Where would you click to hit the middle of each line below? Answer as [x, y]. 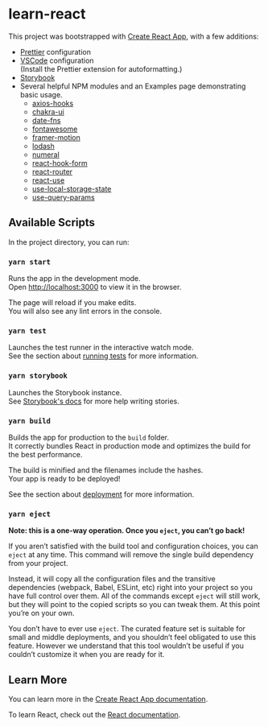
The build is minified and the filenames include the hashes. [106, 470]
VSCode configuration [57, 60]
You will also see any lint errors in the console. [85, 312]
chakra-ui [48, 112]
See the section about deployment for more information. [101, 494]
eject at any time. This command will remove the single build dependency [131, 555]
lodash [43, 146]
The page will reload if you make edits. [72, 303]
